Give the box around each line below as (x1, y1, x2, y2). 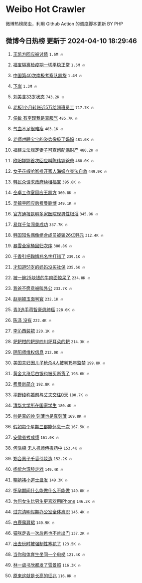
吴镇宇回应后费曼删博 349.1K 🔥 (12, 200, 77, 206)
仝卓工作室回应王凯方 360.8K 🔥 (12, 189, 77, 195)
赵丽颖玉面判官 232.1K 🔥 (12, 296, 64, 302)
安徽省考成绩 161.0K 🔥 (12, 434, 59, 440)
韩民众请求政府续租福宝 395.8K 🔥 (12, 179, 81, 185)
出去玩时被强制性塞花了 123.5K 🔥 (12, 540, 81, 546)
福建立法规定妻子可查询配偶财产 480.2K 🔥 (12, 147, 99, 153)
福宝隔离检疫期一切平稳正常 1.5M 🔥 (12, 62, 85, 68)
